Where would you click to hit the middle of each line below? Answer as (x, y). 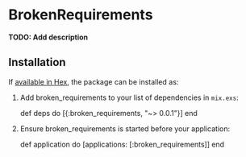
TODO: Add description (48, 37)
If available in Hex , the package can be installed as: (94, 81)
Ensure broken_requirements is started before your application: (125, 128)
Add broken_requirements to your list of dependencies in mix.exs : (129, 97)
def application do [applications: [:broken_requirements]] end (122, 144)
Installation (37, 62)
